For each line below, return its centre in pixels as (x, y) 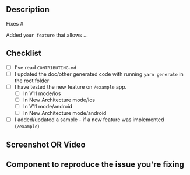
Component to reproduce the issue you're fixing (95, 164)
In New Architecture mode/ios (59, 100)
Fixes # (15, 23)
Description (28, 10)
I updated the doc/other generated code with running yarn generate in (99, 74)
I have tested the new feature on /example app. (71, 86)
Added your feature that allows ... (47, 35)
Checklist (24, 53)
